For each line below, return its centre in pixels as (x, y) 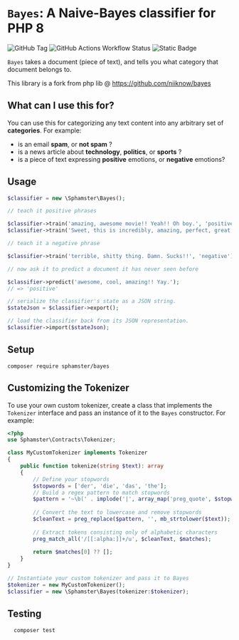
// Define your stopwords (71, 479)
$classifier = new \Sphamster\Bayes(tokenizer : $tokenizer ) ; (99, 592)
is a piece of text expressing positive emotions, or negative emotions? (121, 159)
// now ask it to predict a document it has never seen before (103, 269)
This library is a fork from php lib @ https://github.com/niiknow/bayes (109, 83)
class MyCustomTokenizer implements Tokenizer (78, 453)
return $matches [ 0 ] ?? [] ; (73, 552)
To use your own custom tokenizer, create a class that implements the (110, 405)
